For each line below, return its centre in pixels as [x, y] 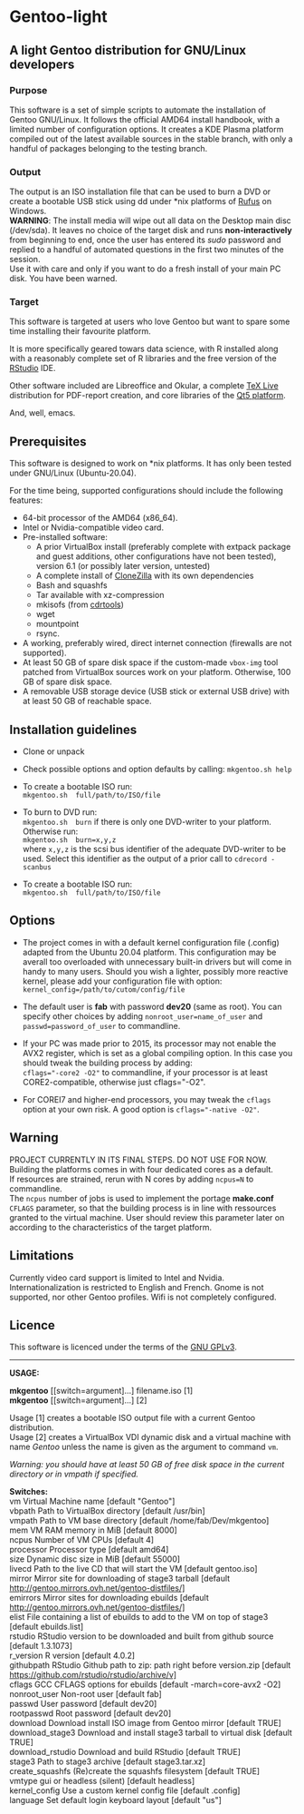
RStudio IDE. [33, 368]
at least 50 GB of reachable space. [87, 701]
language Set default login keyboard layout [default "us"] [115, 1800]
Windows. [28, 211]
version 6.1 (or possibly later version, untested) [123, 566]
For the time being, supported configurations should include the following [146, 491]
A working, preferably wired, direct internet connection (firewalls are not [157, 643]
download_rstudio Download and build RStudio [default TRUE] [125, 1752]
